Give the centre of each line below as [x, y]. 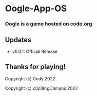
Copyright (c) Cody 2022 [30, 78]
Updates [18, 40]
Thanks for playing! [35, 67]
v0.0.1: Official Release [35, 51]
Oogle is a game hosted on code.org [49, 24]
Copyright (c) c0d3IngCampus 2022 [41, 88]
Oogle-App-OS [36, 9]
